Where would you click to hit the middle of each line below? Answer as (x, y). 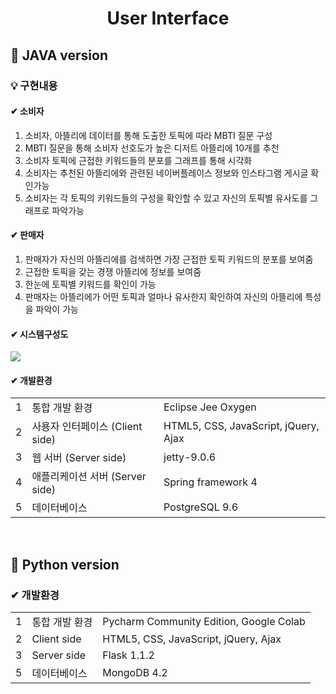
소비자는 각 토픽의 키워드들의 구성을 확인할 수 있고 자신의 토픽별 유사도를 (166, 198)
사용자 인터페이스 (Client (87, 427)
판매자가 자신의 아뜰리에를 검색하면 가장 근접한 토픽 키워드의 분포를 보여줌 (169, 259)
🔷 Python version (65, 564)
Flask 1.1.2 (128, 655)
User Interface (168, 18)
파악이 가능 (57, 309)
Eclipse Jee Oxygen (210, 407)
